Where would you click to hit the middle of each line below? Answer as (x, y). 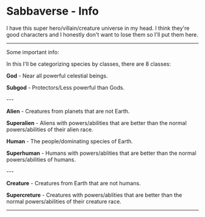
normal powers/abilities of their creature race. (64, 201)
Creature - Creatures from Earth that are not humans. (74, 183)
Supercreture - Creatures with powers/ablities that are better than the (94, 195)
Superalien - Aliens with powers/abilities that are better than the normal (97, 123)
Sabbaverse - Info (53, 11)
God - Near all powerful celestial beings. (57, 76)
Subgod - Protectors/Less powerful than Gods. (66, 87)
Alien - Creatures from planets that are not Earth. (68, 111)
